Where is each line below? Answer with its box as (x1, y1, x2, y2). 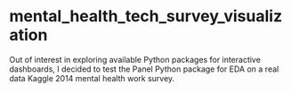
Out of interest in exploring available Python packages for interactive (9, 54, 261, 65)
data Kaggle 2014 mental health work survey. (9, 73, 175, 83)
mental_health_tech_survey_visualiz (9, 6, 283, 27)
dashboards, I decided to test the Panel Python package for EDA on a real (9, 64, 279, 74)
